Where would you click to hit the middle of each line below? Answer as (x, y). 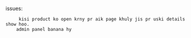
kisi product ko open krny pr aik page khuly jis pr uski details (102, 19)
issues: (14, 8)
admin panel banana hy (44, 29)
